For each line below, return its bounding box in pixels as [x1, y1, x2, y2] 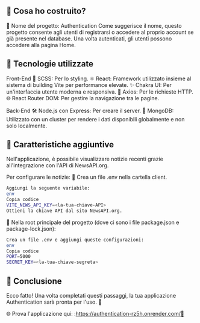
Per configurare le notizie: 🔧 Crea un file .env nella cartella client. [6, 173, 167, 181]
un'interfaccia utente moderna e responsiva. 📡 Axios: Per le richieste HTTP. [6, 88, 194, 95]
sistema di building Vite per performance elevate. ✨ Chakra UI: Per [6, 81, 172, 88]
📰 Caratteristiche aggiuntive [6, 139, 114, 150]
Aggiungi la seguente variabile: [6, 185, 90, 191]
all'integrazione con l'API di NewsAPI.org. [6, 162, 109, 169]
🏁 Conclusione [6, 276, 62, 286]
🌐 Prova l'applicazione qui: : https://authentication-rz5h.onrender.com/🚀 [6, 310, 185, 317]
